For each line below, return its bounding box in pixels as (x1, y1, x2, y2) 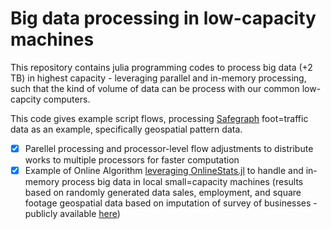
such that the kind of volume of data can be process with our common (10, 82, 300, 94)
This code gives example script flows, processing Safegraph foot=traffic (10, 112, 309, 124)
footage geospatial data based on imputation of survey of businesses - (24, 197, 318, 209)
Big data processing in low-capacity (10, 7, 317, 30)
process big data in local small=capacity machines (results (61, 176, 304, 188)
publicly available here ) (24, 208, 121, 220)
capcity (10, 93, 42, 105)
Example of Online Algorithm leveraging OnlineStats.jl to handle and (24, 165, 304, 176)
